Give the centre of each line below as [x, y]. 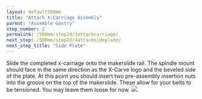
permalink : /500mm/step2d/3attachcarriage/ [63, 35]
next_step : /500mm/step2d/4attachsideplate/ [64, 40]
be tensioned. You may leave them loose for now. [68, 89]
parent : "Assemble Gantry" [41, 23]
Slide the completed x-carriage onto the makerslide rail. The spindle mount [100, 63]
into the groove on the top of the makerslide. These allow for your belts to [99, 82]
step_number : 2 [26, 29]
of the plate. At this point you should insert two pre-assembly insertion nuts [101, 76]
